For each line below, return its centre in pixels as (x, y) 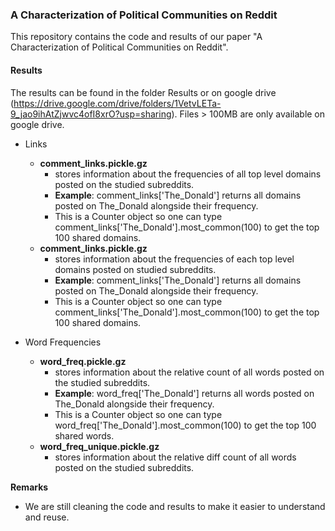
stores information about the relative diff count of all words (175, 457)
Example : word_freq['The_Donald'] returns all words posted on (184, 393)
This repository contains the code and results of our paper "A (136, 37)
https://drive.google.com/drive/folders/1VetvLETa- (117, 103)
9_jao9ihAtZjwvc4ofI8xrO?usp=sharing (91, 114)
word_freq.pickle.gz (83, 361)
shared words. (84, 435)
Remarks (29, 487)
